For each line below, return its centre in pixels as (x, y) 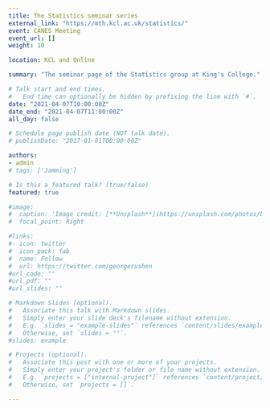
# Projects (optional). (48, 355)
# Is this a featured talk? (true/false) (79, 185)
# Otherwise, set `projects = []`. (72, 385)
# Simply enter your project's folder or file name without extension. (135, 370)
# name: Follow (35, 259)
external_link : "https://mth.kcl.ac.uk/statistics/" (98, 23)
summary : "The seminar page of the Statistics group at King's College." (135, 75)
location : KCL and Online (51, 60)
